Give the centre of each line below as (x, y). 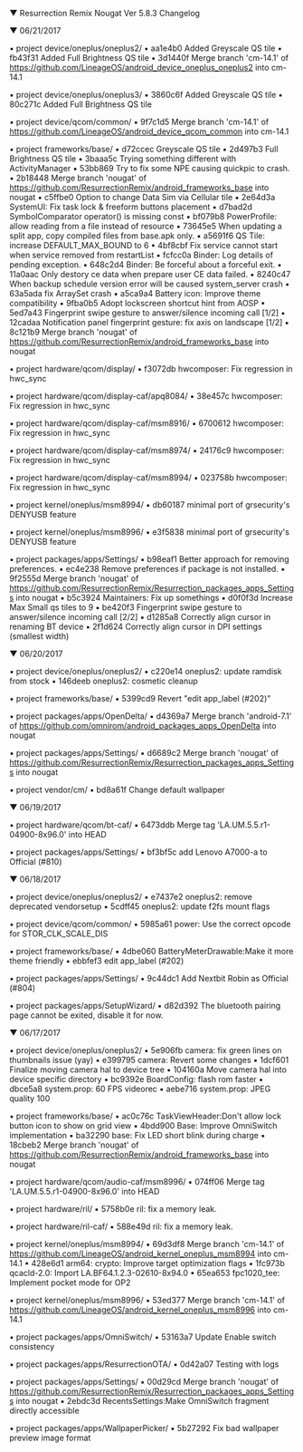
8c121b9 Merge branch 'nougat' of (73, 332)
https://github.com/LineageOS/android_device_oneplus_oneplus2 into (139, 68)
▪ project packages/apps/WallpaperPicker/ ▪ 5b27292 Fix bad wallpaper (144, 1428)
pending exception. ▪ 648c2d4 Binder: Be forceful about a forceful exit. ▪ (146, 265)
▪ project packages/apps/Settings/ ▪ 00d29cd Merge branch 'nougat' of (144, 1382)
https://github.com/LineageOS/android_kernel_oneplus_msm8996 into (140, 1310)
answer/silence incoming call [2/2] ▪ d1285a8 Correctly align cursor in (140, 617)
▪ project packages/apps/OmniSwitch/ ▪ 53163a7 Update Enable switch (143, 1337)
